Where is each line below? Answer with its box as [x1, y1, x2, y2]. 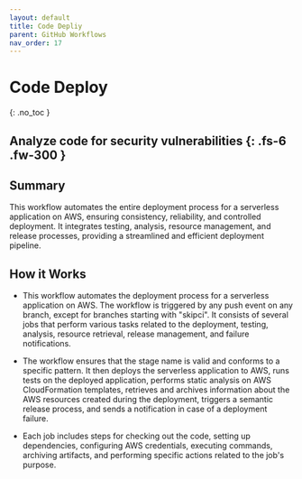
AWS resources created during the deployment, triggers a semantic [22, 394, 273, 405]
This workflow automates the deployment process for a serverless [22, 290, 270, 301]
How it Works [9, 266, 87, 281]
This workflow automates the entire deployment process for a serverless [9, 202, 279, 213]
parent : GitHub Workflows [9, 30, 106, 39]
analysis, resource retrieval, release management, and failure [22, 328, 250, 339]
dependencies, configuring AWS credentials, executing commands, [22, 440, 273, 451]
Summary [9, 178, 66, 193]
